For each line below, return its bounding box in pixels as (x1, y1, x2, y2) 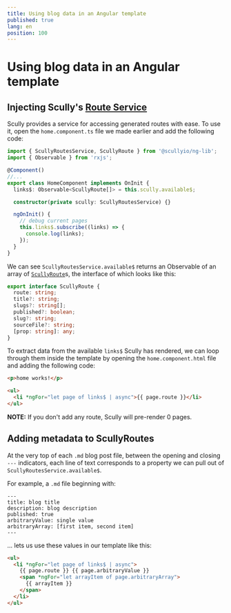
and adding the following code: (7, 361, 95, 370)
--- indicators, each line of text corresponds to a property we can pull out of (7, 458, 225, 467)
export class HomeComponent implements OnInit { (7, 179, 150, 187)
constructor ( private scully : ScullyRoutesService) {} (13, 199, 171, 205)
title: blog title (7, 499, 60, 506)
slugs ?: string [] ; (13, 302, 67, 309)
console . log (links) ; (25, 230, 85, 237)
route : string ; (13, 289, 57, 296)
